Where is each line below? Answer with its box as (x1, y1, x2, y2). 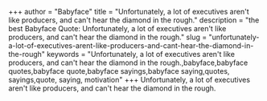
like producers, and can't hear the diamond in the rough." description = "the (8, 15, 260, 25)
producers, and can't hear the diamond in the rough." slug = (8, 32, 207, 42)
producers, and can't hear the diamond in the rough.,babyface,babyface (8, 58, 249, 67)
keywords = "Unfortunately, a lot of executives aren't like (47, 50, 236, 59)
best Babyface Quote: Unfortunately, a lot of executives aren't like (8, 24, 227, 33)
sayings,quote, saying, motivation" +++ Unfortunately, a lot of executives (8, 75, 251, 84)
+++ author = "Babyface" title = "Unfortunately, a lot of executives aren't (8, 7, 249, 16)
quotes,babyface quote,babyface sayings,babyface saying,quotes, (8, 67, 230, 75)
